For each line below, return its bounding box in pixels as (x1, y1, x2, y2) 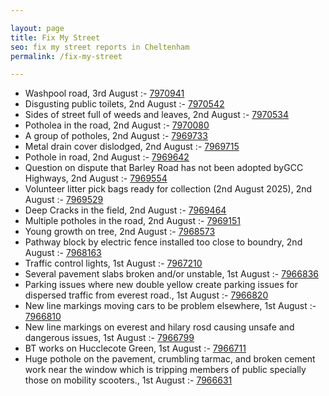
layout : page (10, 23, 65, 33)
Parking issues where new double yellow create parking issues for (24, 279, 298, 291)
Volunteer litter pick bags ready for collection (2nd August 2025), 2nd (24, 183, 313, 195)
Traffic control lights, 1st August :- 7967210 (24, 257, 203, 270)
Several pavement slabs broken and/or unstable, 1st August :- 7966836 (24, 268, 319, 280)
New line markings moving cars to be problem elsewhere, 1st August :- (24, 300, 317, 312)
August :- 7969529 (24, 194, 104, 206)
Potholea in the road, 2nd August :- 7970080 (24, 119, 210, 131)
